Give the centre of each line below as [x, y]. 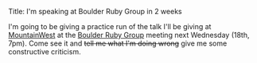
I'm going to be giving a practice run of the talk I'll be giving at [110, 26]
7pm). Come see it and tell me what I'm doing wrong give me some [118, 43]
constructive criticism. [45, 52]
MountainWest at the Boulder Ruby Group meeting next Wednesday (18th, [129, 35]
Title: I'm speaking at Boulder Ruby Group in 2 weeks [95, 11]
